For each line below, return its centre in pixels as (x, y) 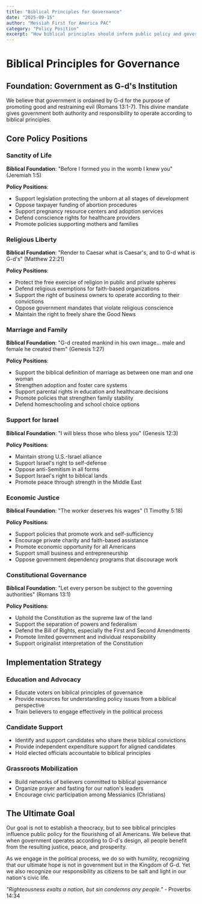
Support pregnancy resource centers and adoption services (89, 211)
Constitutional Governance (47, 575)
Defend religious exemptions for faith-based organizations (87, 289)
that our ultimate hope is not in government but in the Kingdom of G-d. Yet (98, 865)
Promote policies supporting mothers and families (77, 224)
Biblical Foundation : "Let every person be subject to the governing (89, 588)
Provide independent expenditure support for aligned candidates (95, 747)
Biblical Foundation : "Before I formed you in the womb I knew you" (90, 168)
